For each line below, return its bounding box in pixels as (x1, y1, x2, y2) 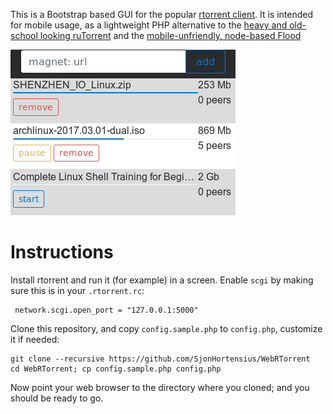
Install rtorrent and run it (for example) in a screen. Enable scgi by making (10, 274, 314, 286)
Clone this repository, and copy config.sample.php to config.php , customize (10, 322, 323, 334)
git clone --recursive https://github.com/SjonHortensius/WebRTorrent (10, 354, 311, 364)
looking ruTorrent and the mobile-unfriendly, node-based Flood (39, 30, 302, 41)
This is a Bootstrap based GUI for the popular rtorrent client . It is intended (10, 9, 313, 20)
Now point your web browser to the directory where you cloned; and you (10, 381, 310, 393)
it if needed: (10, 333, 60, 345)
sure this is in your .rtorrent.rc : (10, 284, 145, 296)
